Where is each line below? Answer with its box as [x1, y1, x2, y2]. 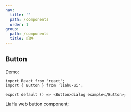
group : [5, 27, 19, 32]
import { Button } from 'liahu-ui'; [5, 83, 83, 88]
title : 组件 [10, 36, 34, 41]
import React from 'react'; [5, 78, 65, 83]
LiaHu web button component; [5, 101, 69, 107]
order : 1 [10, 21, 29, 27]
